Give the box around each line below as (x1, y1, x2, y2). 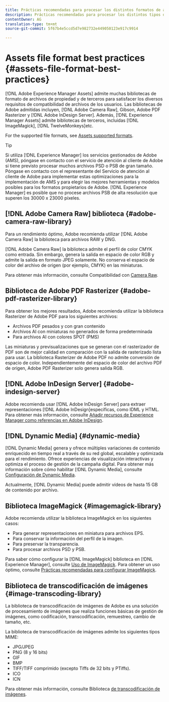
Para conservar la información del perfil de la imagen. (12, 536, 124, 542)
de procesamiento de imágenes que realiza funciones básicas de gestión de (5, 608, 163, 614)
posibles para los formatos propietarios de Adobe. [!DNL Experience (5, 184, 147, 190)
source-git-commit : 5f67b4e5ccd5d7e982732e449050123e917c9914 (5, 26, 138, 31)
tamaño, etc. (5, 619, 31, 625)
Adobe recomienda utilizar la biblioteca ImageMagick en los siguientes (5, 515, 152, 521)
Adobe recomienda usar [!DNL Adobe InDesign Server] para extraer (5, 401, 146, 407)
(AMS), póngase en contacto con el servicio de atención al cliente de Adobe (5, 158, 163, 164)
